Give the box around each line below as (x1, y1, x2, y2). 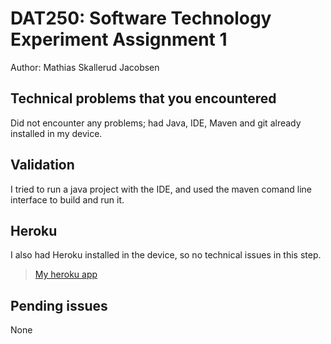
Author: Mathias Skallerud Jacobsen (10, 61, 160, 73)
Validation (10, 157, 75, 174)
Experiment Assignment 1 (10, 28, 228, 51)
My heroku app (34, 268, 98, 281)
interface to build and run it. (10, 193, 125, 206)
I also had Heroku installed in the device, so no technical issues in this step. (10, 249, 322, 261)
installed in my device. (10, 127, 103, 139)
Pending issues (10, 297, 108, 314)
